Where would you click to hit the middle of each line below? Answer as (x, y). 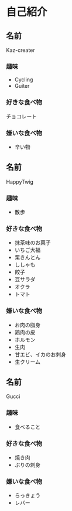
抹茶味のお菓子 (32, 243)
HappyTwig (20, 182)
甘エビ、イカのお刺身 (40, 354)
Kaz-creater (20, 50)
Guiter (22, 86)
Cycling (24, 79)
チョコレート (21, 116)
